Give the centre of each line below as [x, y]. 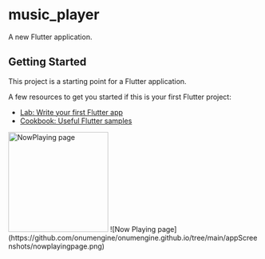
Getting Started [47, 62]
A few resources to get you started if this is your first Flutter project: [120, 97]
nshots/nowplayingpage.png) [57, 246]
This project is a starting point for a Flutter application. [97, 81]
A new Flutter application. [50, 37]
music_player [54, 15]
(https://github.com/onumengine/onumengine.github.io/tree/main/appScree [133, 237]
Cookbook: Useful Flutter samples [76, 121]
